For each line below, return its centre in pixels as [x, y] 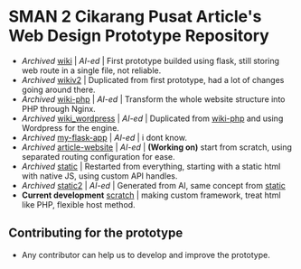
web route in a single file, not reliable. [91, 70]
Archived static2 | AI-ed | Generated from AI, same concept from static [154, 185]
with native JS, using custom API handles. [99, 176]
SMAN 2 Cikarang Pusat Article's [135, 17]
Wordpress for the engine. [70, 127]
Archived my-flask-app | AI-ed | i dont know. [104, 137]
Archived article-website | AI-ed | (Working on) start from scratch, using [157, 147]
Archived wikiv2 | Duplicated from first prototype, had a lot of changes [153, 79]
